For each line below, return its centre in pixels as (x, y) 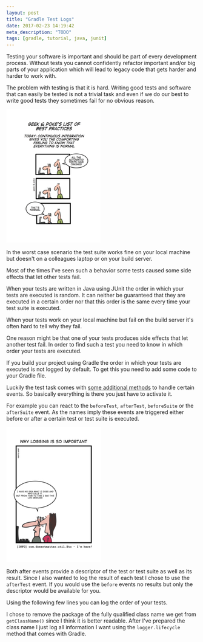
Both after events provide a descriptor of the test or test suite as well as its (99, 571)
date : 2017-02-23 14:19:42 (40, 26)
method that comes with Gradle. (46, 634)
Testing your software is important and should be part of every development (101, 57)
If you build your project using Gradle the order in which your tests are (94, 363)
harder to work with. (32, 76)
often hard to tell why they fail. (44, 326)
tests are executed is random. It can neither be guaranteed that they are (96, 295)
